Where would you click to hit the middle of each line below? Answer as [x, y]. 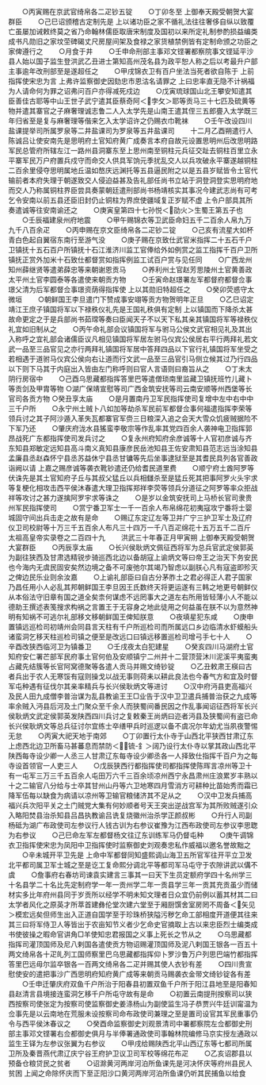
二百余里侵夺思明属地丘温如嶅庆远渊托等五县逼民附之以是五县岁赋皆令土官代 [133, 170]
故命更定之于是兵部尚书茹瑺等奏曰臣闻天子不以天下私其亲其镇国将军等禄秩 [129, 319]
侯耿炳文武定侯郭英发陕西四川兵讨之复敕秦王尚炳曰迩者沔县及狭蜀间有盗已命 [133, 716]
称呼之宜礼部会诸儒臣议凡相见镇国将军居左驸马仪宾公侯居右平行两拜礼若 [133, 339]
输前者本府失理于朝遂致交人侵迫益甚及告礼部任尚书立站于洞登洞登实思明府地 [133, 180]
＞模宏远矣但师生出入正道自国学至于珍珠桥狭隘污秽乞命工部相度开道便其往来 [133, 914]
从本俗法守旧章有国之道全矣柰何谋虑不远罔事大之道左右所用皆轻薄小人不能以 [133, 597]
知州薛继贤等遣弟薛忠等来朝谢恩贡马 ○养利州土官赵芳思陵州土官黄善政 [130, 269]
